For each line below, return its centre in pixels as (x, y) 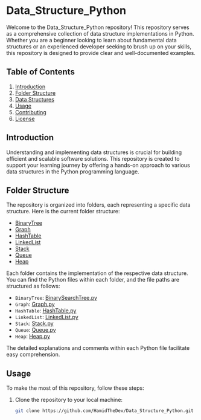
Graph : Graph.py (35, 304)
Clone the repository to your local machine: (69, 400)
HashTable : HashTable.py (46, 311)
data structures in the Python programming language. (73, 171)
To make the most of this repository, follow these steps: (75, 388)
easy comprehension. (33, 355)
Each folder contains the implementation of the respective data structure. (97, 273)
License (25, 118)
